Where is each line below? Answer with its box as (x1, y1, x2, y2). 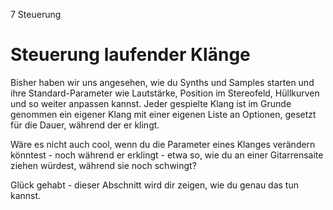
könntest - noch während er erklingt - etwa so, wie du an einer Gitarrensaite (10, 149, 324, 161)
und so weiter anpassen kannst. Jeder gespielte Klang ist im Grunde (10, 97, 292, 109)
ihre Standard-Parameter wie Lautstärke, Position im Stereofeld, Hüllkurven (10, 87, 320, 99)
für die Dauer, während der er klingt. (10, 119, 160, 131)
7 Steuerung (10, 9, 62, 20)
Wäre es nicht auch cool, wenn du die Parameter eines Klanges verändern (10, 138, 316, 150)
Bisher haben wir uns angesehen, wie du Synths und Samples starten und (10, 76, 315, 88)
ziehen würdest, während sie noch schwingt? (10, 159, 197, 171)
